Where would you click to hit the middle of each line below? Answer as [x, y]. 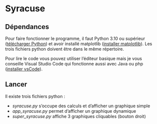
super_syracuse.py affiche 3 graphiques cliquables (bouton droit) [79, 116]
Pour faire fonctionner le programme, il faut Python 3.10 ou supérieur [75, 38]
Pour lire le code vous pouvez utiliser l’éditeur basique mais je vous [74, 59]
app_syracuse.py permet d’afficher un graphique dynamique [74, 111]
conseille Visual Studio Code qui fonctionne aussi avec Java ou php [74, 64]
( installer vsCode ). [24, 69]
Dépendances [27, 27]
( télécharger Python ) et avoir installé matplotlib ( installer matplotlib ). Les [79, 44]
